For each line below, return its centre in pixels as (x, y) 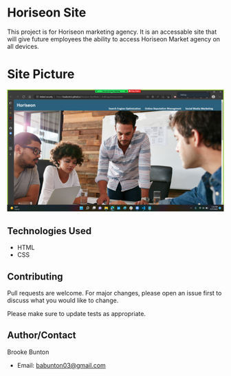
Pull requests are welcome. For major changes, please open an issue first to (114, 293)
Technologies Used (49, 231)
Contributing (35, 276)
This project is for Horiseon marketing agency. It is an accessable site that (112, 32)
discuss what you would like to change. (63, 300)
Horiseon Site (47, 13)
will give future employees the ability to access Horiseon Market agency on (114, 39)
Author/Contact (42, 335)
